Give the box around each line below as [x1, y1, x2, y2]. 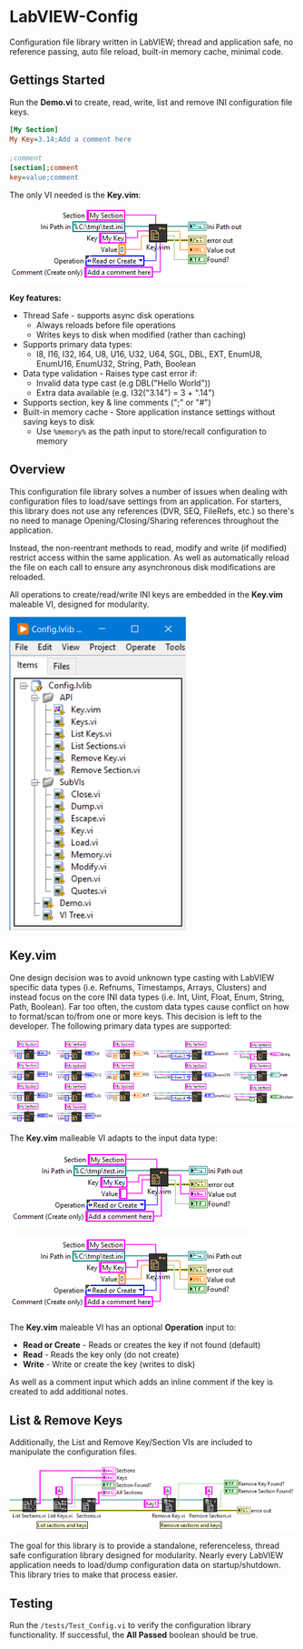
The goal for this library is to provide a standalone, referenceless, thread [9, 1540, 279, 1552]
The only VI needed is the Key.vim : [9, 189, 142, 200]
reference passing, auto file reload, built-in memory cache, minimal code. [9, 45, 284, 56]
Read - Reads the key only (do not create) [22, 1349, 180, 1361]
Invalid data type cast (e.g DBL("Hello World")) [35, 377, 211, 388]
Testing [9, 1595, 54, 1611]
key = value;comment [9, 173, 79, 183]
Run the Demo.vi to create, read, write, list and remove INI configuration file [9, 96, 293, 107]
